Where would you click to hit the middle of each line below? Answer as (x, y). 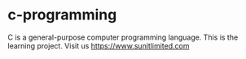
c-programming (62, 15)
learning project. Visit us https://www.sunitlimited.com (99, 45)
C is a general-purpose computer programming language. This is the (123, 37)
